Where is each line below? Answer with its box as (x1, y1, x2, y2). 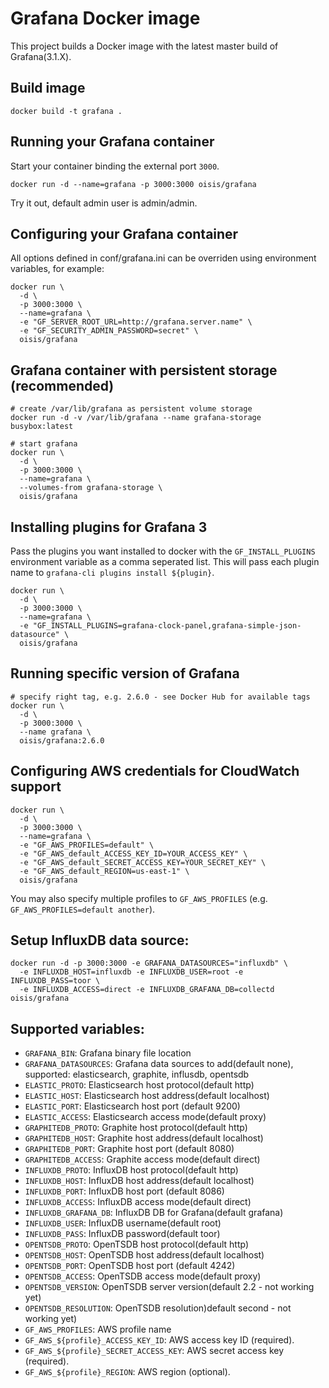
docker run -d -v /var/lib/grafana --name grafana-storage (10, 413, 262, 423)
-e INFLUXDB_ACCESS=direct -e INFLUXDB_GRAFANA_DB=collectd (19, 985, 275, 995)
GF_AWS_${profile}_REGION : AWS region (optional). (24, 1366, 231, 1378)
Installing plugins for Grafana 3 (10, 518, 208, 536)
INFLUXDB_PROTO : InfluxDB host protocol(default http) (24, 1164, 239, 1176)
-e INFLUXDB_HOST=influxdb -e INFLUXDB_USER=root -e (19, 967, 244, 977)
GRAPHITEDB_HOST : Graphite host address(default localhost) (24, 1132, 264, 1144)
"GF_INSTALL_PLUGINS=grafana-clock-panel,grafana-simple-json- (32, 621, 302, 631)
